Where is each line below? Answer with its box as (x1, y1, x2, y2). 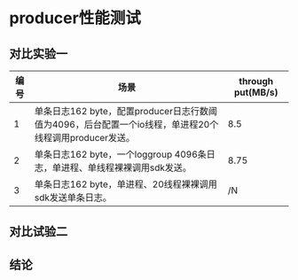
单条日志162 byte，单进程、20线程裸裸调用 (34, 178, 217, 191)
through (239, 75, 274, 87)
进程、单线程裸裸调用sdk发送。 (60, 161, 192, 174)
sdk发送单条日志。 (34, 191, 113, 204)
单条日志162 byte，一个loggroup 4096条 (34, 148, 207, 160)
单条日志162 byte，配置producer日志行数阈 (34, 105, 217, 117)
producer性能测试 (9, 8, 142, 28)
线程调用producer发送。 (34, 132, 136, 144)
